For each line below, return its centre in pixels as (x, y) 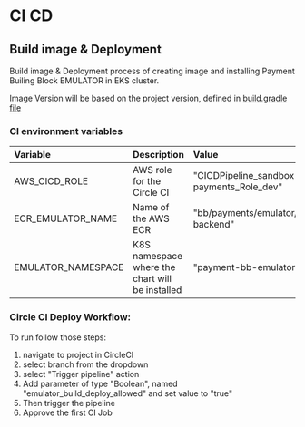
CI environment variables (66, 131)
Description (158, 155)
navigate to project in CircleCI (78, 354)
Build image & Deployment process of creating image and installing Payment (152, 71)
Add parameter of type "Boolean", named (100, 383)
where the (154, 267)
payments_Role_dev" (238, 187)
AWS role (152, 170)
